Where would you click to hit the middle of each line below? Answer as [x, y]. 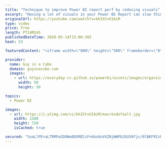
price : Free [17, 28]
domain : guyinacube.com [34, 69]
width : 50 [28, 83]
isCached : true [30, 128]
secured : [14, 137]
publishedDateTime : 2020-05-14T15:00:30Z [48, 37]
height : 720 [26, 123]
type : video [17, 23]
